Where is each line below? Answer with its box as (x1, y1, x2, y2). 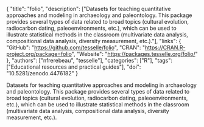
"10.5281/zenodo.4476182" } (6, 70, 78, 77)
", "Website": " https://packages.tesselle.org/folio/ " (71, 50, 198, 57)
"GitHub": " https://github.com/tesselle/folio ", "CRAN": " (6, 44, 145, 51)
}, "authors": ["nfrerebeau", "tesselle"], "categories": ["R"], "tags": (6, 57, 172, 64)
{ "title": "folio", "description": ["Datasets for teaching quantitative (6, 5, 171, 12)
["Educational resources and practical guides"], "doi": (6, 63, 141, 70)
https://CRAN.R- (144, 44, 186, 51)
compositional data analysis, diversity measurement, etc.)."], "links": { (6, 38, 181, 44)
